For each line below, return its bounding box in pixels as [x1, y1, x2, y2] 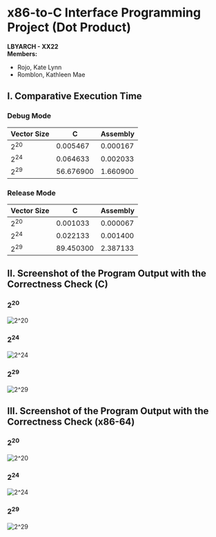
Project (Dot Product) [7, 19, 131, 35]
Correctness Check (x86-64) [7, 416, 135, 427]
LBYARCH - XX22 [7, 42, 59, 50]
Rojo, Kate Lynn [17, 63, 62, 71]
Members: [7, 50, 38, 58]
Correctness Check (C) [7, 278, 108, 291]
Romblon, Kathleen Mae [17, 70, 86, 79]
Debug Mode [7, 111, 52, 121]
